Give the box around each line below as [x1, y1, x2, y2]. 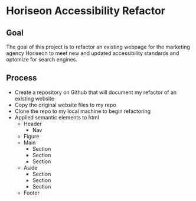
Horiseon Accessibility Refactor [6, 4, 166, 18]
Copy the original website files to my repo [14, 101, 116, 108]
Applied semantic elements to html [14, 114, 99, 121]
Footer [23, 189, 40, 196]
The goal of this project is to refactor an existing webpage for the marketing [6, 43, 191, 50]
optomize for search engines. [6, 56, 78, 63]
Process [6, 73, 37, 83]
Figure [23, 132, 40, 140]
